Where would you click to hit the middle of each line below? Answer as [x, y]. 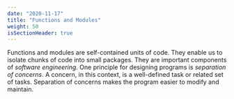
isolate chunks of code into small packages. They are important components [117, 60]
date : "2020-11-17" [36, 13]
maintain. [20, 89]
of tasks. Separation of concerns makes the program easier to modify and [113, 82]
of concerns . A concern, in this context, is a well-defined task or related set [116, 75]
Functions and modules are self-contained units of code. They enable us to [115, 53]
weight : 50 [23, 26]
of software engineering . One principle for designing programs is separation [117, 67]
